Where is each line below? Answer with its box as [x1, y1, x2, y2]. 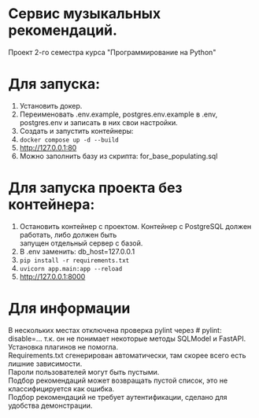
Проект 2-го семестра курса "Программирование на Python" [8, 47, 216, 57]
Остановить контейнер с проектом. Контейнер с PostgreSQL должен [19, 221, 252, 231]
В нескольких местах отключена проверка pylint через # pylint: [8, 325, 222, 335]
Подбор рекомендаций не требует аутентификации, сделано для [8, 392, 228, 401]
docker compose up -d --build [19, 135, 120, 144]
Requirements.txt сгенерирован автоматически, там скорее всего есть [8, 350, 246, 360]
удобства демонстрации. [8, 401, 93, 410]
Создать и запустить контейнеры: [19, 126, 134, 135]
